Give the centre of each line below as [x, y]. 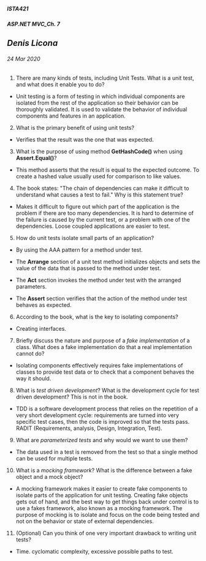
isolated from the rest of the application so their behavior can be [97, 103]
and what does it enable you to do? [60, 84]
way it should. [33, 378]
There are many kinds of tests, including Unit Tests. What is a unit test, [105, 78]
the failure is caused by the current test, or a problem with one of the [103, 219]
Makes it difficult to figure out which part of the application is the [97, 206]
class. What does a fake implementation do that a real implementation [104, 347]
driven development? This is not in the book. [72, 397]
